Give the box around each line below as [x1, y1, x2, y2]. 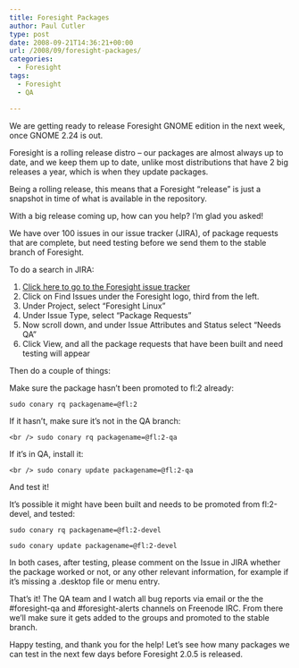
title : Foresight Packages [9, 13, 110, 22]
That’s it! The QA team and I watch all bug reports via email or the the [9, 593, 263, 604]
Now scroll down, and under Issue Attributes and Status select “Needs [21, 319, 281, 330]
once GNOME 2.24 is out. [9, 130, 104, 140]
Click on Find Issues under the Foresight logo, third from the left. [21, 291, 260, 301]
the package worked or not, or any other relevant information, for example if [9, 566, 289, 577]
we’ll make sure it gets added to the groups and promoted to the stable [9, 612, 270, 622]
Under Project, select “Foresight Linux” [21, 300, 166, 311]
